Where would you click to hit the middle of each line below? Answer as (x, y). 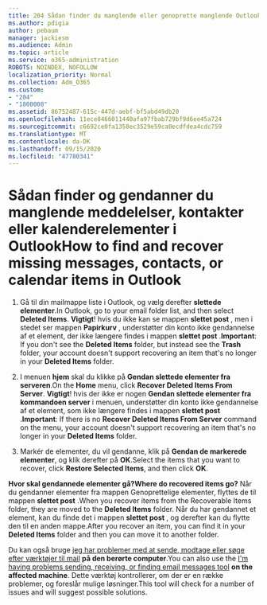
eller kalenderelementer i (93, 230)
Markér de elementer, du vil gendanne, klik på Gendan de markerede (133, 451)
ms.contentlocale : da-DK (49, 141)
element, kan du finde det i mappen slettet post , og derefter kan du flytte (129, 517)
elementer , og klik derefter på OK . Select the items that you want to (130, 460)
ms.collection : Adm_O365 (49, 82)
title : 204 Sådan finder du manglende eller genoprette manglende (120, 16)
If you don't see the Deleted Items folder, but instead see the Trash (130, 345)
